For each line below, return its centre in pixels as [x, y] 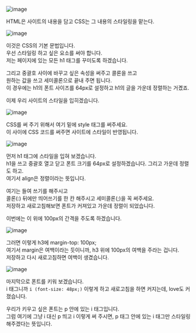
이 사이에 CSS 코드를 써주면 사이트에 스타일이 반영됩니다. [72, 132]
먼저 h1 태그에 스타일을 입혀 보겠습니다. [51, 156]
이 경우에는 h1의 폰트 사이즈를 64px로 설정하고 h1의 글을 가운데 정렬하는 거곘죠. [98, 88]
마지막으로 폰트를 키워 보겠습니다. [45, 281]
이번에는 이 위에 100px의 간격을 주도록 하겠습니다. [64, 218]
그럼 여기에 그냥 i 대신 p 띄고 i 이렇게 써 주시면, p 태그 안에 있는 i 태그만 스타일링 [98, 316]
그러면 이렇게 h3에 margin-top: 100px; [51, 242]
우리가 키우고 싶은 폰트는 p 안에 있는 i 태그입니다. [63, 309]
